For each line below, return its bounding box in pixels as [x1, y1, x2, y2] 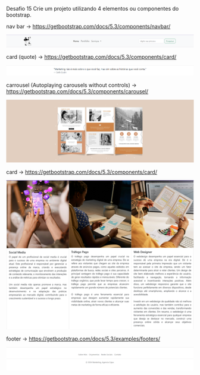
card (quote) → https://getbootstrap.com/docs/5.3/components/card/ [6, 53, 177, 60]
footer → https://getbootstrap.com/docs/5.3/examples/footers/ [6, 335, 161, 342]
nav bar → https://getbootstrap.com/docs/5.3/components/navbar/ [6, 23, 171, 30]
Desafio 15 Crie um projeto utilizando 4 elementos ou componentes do [6, 5, 179, 12]
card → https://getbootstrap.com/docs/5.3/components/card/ [6, 168, 158, 175]
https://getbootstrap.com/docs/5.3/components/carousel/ [6, 87, 149, 94]
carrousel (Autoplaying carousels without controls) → [6, 81, 137, 89]
